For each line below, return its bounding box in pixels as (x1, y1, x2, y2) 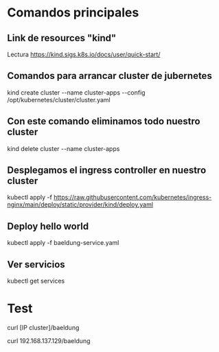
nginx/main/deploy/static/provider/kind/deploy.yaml (7, 200, 153, 209)
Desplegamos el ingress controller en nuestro (7, 165, 207, 176)
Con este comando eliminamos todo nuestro (7, 115, 200, 128)
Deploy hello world (7, 220, 89, 232)
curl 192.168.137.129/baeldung (7, 337, 91, 344)
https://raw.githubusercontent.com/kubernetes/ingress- (54, 193, 212, 202)
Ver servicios (7, 259, 65, 270)
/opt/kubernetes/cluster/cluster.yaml (7, 95, 111, 104)
